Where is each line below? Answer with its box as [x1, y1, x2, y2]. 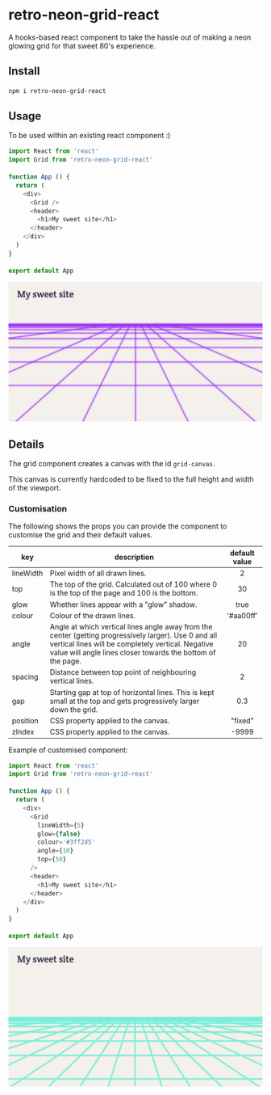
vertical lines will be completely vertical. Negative [49, 639, 214, 649]
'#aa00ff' [227, 610, 258, 620]
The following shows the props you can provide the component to [8, 521, 227, 531]
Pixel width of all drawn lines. [49, 568, 147, 579]
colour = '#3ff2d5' [37, 838, 95, 846]
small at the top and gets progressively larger [49, 696, 200, 705]
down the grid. [49, 705, 98, 714]
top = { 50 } [37, 855, 67, 864]
